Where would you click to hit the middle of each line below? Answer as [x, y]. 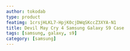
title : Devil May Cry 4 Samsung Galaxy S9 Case [65, 28]
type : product [23, 17]
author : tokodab [26, 11]
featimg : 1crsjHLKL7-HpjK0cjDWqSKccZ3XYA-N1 [61, 22]
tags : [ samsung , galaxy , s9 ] [42, 33]
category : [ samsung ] [31, 39]
